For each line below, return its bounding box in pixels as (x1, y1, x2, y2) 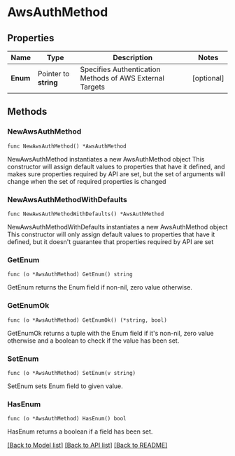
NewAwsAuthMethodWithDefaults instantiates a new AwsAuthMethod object (7, 222, 228, 231)
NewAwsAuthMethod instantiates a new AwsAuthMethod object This (7, 155, 205, 163)
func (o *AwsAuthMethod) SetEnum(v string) (7, 369, 136, 376)
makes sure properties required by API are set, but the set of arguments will (7, 169, 225, 178)
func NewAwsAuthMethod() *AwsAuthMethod (7, 143, 127, 150)
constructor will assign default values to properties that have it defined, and (7, 162, 225, 171)
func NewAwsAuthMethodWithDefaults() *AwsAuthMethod (7, 211, 164, 218)
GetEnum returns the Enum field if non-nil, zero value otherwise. (7, 283, 192, 292)
